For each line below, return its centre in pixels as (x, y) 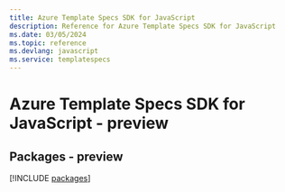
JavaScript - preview (89, 123)
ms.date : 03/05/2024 (48, 34)
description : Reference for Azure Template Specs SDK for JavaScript (143, 26)
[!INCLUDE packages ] (50, 178)
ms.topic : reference (48, 43)
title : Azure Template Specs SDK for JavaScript (102, 18)
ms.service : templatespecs (60, 59)
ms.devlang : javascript (54, 51)
